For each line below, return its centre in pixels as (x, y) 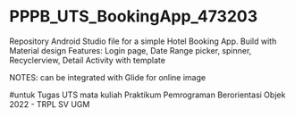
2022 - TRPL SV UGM (50, 104)
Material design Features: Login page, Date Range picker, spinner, (131, 50)
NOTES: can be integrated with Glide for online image (108, 77)
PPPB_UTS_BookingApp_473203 (134, 17)
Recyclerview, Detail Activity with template (87, 60)
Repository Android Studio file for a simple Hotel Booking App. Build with (143, 41)
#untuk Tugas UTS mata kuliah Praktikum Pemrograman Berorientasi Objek (147, 95)
